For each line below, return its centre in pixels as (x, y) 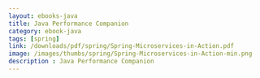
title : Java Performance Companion (69, 24)
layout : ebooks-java (43, 16)
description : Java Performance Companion (81, 62)
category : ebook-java (45, 31)
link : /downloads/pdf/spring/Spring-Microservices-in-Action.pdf (121, 46)
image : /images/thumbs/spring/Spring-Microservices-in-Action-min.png (130, 54)
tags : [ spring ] (34, 39)
